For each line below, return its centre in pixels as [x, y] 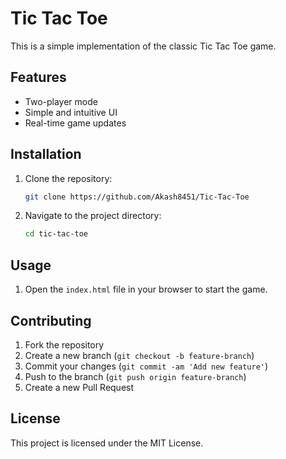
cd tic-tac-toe [56, 234]
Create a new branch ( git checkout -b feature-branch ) [139, 355]
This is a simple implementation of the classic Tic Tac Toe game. [143, 46]
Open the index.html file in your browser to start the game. [146, 289]
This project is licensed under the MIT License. [107, 443]
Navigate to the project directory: [93, 216]
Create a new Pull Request [79, 387]
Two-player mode [61, 101]
